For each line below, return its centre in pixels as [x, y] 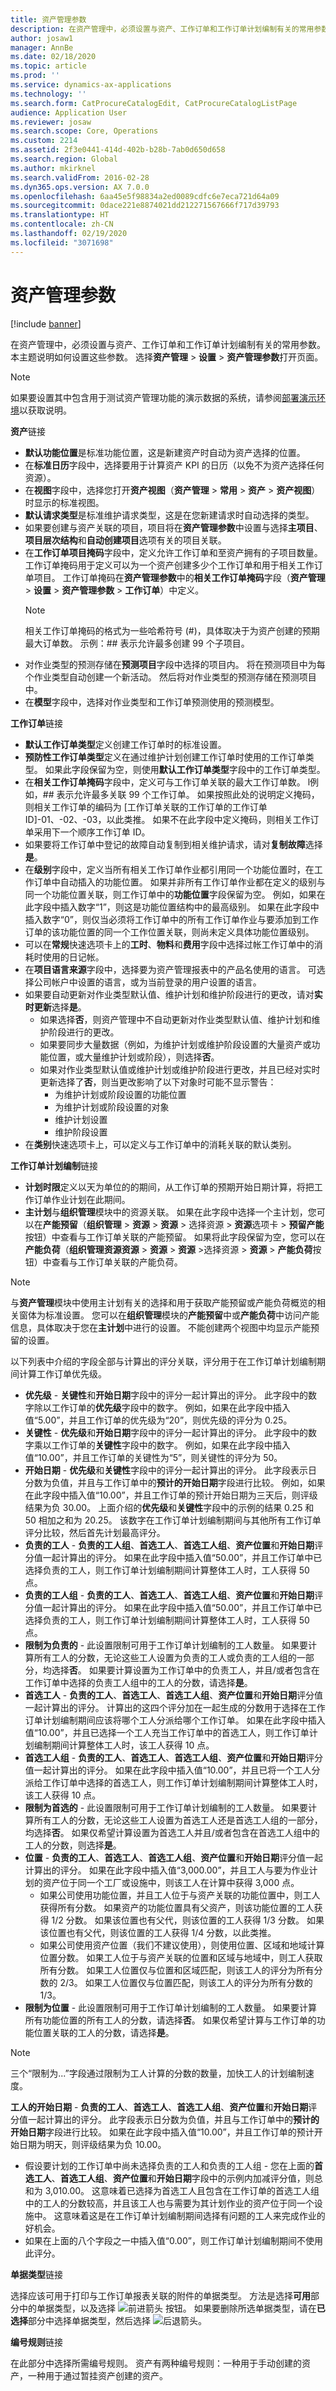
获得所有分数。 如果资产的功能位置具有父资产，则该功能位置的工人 [177, 1907]
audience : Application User [69, 112]
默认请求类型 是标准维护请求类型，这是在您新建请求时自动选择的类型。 [169, 515]
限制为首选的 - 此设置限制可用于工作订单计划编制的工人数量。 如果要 [166, 1807]
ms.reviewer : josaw [51, 122]
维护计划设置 [81, 1119]
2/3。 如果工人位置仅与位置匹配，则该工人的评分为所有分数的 [186, 1982]
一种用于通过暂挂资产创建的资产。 [97, 2375]
